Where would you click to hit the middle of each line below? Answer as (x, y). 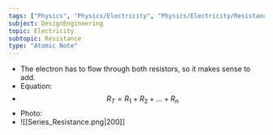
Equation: (36, 86)
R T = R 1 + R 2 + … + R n (142, 99)
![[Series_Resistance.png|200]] (72, 121)
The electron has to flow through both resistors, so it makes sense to (135, 69)
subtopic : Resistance (45, 38)
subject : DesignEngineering (56, 23)
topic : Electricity (41, 31)
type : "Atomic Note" (43, 46)
